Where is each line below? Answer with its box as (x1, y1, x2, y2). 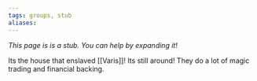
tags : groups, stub (8, 11, 72, 20)
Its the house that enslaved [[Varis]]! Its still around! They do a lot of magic (8, 56, 250, 65)
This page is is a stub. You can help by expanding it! (8, 40, 178, 50)
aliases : (8, 19, 37, 27)
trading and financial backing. (8, 64, 105, 73)
